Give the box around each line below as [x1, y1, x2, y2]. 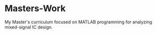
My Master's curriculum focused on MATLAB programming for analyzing [4, 19, 153, 25]
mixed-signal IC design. [4, 24, 53, 30]
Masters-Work [4, 3, 66, 14]
